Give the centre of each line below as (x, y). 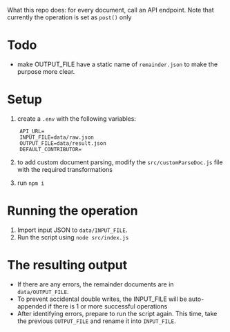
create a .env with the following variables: (77, 118)
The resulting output (67, 265)
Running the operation (73, 211)
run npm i (31, 183)
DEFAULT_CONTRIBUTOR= (50, 149)
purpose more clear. (46, 71)
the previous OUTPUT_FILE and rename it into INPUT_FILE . (96, 321)
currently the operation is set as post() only (69, 17)
